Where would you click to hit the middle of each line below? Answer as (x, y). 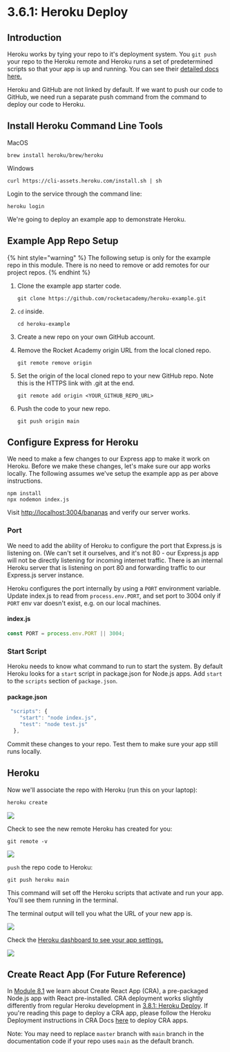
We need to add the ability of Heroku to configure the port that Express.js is (115, 545)
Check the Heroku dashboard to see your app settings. (85, 940)
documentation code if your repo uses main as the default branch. (101, 1041)
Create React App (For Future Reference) (97, 974)
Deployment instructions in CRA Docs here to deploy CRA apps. (98, 1020)
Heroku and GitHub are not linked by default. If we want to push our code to (115, 90)
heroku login (26, 206)
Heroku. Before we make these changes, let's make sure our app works (109, 466)
